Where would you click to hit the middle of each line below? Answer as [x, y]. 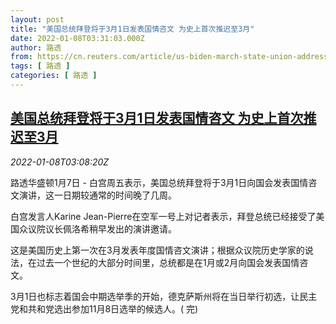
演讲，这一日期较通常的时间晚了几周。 [97, 195]
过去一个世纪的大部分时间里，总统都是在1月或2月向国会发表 [159, 262]
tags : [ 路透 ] [40, 66]
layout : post [37, 19]
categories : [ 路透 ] [54, 76]
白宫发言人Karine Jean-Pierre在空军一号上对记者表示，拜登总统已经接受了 [163, 216]
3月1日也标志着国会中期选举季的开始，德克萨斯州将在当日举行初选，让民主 [164, 296]
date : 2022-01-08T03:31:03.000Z [77, 38]
